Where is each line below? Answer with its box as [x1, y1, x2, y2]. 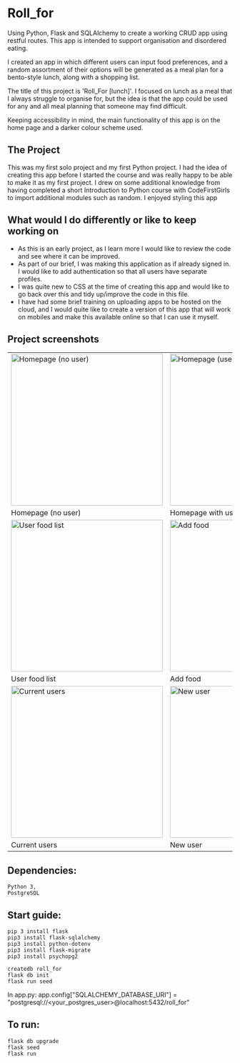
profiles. [17, 274, 43, 283]
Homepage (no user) [11, 508, 81, 518]
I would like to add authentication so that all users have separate [17, 266, 207, 276]
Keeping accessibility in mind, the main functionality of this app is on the [7, 116, 221, 124]
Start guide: [7, 909, 62, 921]
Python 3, [7, 884, 37, 891]
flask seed [7, 1044, 40, 1051]
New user [170, 840, 202, 850]
